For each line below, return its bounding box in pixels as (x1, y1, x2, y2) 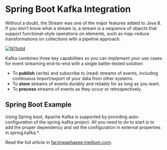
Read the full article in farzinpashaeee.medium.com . (5, 139, 112, 145)
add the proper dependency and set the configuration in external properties (5, 124, 161, 130)
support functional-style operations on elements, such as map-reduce (5, 30, 150, 36)
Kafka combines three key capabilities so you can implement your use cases (5, 55, 163, 61)
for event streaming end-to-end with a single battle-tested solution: (5, 60, 144, 66)
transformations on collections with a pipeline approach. (5, 36, 121, 42)
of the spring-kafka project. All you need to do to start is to (33, 119, 155, 125)
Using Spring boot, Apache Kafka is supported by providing (5, 114, 128, 120)
